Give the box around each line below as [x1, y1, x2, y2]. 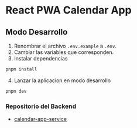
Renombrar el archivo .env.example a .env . [13, 42, 117, 49]
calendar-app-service [13, 116, 67, 123]
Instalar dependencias [13, 55, 68, 62]
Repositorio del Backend [5, 102, 77, 110]
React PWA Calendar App [5, 4, 132, 17]
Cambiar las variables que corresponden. [13, 49, 114, 56]
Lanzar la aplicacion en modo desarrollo [13, 77, 111, 84]
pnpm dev [5, 88, 27, 94]
